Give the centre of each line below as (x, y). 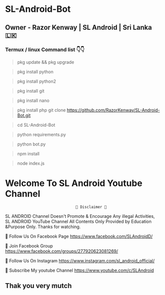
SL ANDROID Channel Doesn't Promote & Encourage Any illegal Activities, (80, 216)
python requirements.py (42, 134)
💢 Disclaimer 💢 (91, 207)
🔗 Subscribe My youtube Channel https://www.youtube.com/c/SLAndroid (80, 270)
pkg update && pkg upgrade (46, 62)
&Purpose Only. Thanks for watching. (43, 227)
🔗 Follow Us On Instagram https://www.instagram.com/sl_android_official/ (80, 260)
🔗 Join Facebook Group (29, 246)
